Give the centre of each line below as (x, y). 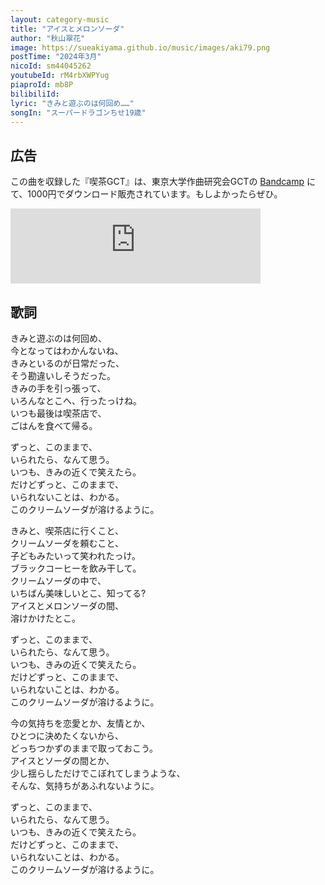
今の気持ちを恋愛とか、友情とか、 (80, 723)
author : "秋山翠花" (48, 38)
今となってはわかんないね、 (67, 350)
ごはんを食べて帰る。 (54, 425)
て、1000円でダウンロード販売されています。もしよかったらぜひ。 (146, 194)
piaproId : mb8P (42, 85)
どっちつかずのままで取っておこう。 (84, 748)
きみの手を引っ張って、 (58, 388)
